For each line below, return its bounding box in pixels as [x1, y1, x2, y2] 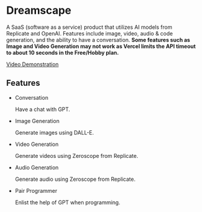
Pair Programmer [14, 187, 58, 194]
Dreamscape [6, 4, 72, 17]
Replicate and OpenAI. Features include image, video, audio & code [6, 29, 173, 37]
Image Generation [14, 117, 60, 124]
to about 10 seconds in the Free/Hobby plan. [6, 49, 119, 56]
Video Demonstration [6, 61, 59, 68]
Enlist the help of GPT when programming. [14, 199, 120, 206]
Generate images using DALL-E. [14, 129, 94, 136]
